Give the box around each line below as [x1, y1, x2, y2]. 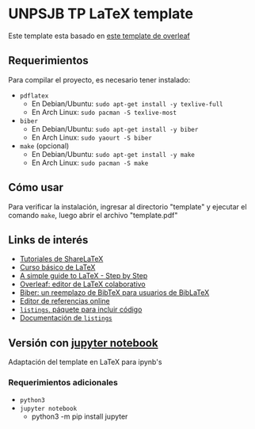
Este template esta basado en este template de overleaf [8, 31, 190, 40]
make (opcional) [19, 140, 70, 151]
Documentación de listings [19, 313, 112, 323]
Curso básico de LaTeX [19, 262, 96, 272]
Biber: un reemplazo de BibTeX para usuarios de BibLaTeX [19, 288, 210, 297]
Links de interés [8, 233, 89, 247]
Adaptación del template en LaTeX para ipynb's [8, 358, 162, 367]
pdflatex [19, 92, 49, 100]
